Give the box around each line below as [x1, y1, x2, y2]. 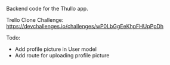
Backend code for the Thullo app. [6, 5, 88, 12]
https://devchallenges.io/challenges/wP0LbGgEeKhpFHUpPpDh [6, 23, 164, 30]
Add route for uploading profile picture [14, 52, 110, 58]
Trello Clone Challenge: [6, 17, 64, 23]
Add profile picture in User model [14, 45, 97, 53]
